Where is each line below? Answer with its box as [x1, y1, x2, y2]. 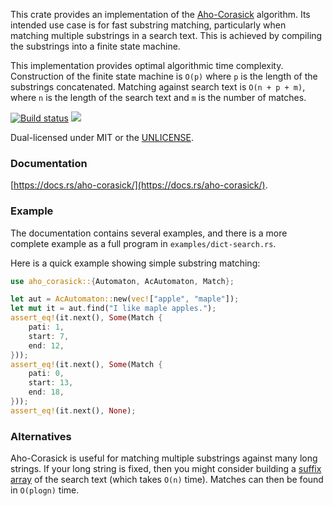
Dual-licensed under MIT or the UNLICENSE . [10, 132, 195, 143]
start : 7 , [28, 331, 70, 341]
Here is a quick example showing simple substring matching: [10, 257, 261, 269]
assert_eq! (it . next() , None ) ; [10, 405, 137, 416]
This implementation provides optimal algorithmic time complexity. [10, 60, 284, 71]
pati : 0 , [28, 369, 65, 379]
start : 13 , [28, 378, 74, 388]
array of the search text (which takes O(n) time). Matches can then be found [10, 474, 324, 486]
